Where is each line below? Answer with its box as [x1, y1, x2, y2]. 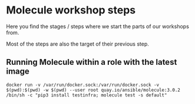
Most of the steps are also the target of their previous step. [6, 40, 149, 47]
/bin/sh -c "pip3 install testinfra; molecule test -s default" [6, 92, 167, 98]
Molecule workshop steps [6, 4, 136, 17]
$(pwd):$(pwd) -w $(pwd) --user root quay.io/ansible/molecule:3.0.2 [6, 87, 181, 93]
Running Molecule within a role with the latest [6, 57, 177, 67]
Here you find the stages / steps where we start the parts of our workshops [6, 23, 190, 30]
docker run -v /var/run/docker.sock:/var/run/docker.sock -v [6, 82, 160, 88]
